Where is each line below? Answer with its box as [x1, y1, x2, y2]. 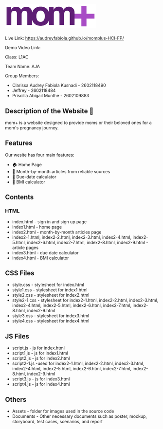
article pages [12, 245, 39, 250]
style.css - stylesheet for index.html [12, 282, 84, 288]
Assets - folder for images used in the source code [12, 408, 114, 414]
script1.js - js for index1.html [12, 350, 69, 356]
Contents [5, 193, 34, 201]
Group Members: [5, 73, 39, 79]
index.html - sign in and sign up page [12, 218, 87, 225]
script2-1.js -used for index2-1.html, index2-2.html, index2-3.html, [12, 360, 145, 366]
